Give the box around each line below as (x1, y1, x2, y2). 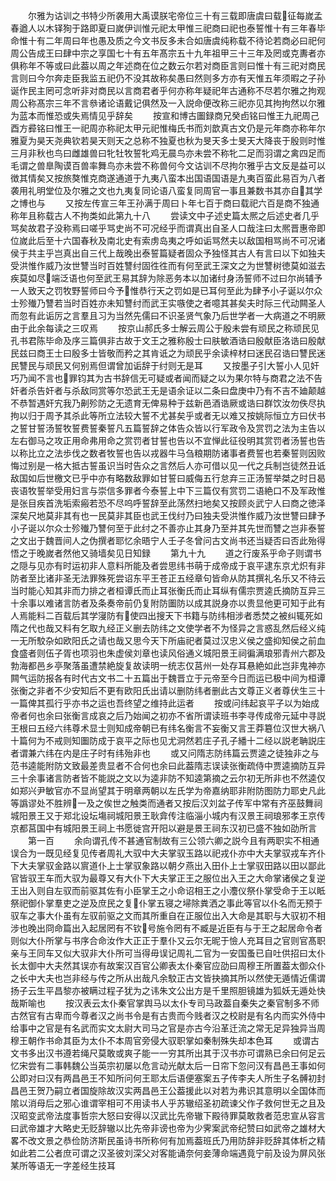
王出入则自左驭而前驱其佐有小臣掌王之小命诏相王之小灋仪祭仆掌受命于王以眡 (10, 885, 326, 896)
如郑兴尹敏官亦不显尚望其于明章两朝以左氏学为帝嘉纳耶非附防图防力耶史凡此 (10, 785, 326, 796)
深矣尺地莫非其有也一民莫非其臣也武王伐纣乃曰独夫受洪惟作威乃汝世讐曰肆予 (10, 510, 326, 521)
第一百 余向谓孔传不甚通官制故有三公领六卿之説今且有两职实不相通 (27, 835, 320, 846)
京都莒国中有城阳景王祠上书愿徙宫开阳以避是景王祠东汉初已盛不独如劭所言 (10, 822, 317, 834)
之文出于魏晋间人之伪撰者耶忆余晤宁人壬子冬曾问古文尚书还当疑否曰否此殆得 (10, 535, 326, 546)
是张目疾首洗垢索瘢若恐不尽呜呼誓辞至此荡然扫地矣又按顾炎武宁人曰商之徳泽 (10, 497, 326, 509)
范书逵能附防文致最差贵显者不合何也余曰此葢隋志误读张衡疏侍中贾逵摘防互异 (10, 760, 326, 771)
